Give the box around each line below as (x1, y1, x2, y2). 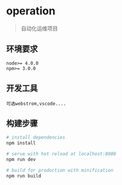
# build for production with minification (6, 167, 114, 173)
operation (6, 4, 56, 18)
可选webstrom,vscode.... (6, 101, 66, 107)
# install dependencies (6, 135, 66, 141)
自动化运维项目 (20, 25, 58, 32)
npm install (6, 140, 36, 146)
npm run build (6, 172, 42, 179)
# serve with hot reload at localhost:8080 (6, 151, 117, 157)
